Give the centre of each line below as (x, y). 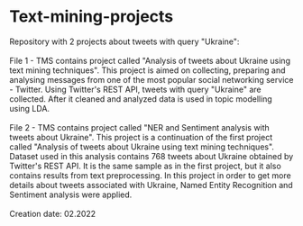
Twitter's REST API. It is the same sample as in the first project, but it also (145, 166)
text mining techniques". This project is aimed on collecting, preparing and (147, 70)
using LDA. (30, 108)
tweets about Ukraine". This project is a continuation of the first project (141, 137)
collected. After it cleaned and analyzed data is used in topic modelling (141, 99)
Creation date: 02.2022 (53, 213)
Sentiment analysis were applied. (71, 194)
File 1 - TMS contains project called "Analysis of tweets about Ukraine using (150, 60)
